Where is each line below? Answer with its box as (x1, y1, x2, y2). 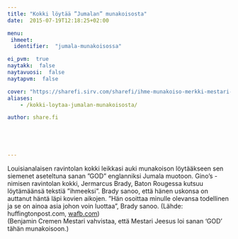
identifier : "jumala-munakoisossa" (13, 43, 122, 50)
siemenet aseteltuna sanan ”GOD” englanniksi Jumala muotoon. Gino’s (7, 172, 213, 180)
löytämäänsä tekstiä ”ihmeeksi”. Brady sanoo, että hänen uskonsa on (7, 187, 209, 195)
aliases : (7, 95, 33, 102)
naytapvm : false (7, 75, 59, 82)
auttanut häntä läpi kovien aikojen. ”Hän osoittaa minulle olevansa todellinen (7, 194, 229, 203)
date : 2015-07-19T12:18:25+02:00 (7, 17, 110, 24)
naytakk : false (7, 62, 55, 69)
